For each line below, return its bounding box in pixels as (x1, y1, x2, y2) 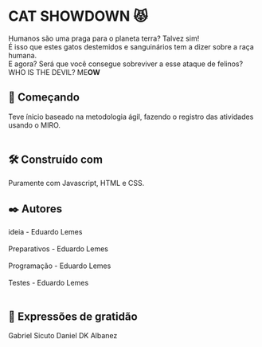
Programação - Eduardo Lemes (8, 261, 111, 270)
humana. (8, 50, 37, 60)
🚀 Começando (8, 91, 80, 104)
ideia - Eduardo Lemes (8, 227, 83, 237)
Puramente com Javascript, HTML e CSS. (8, 178, 145, 187)
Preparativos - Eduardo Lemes (8, 244, 109, 254)
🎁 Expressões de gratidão (8, 310, 138, 323)
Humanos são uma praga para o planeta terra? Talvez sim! (8, 34, 200, 43)
